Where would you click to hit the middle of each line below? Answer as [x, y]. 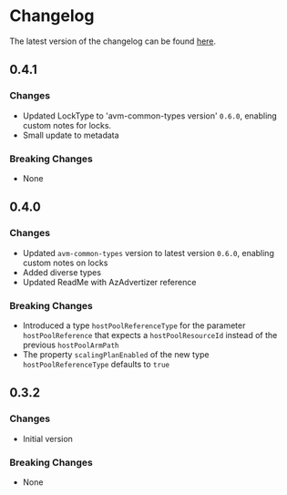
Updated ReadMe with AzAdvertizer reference [109, 282]
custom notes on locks [65, 263]
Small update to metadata [71, 135]
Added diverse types [62, 272]
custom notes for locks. [67, 125]
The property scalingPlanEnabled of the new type [116, 354]
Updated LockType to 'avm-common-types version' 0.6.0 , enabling [150, 116]
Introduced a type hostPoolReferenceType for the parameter [134, 325]
